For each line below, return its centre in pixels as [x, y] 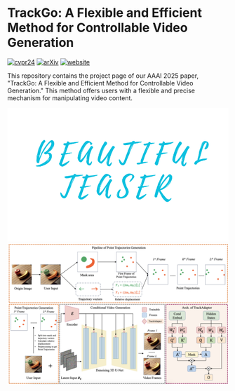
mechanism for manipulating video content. [70, 98]
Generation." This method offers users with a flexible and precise [101, 90]
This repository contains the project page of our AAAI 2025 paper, [103, 76]
